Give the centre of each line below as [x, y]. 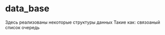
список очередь [22, 27]
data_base [27, 9]
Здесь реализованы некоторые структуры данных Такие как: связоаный [83, 22]
